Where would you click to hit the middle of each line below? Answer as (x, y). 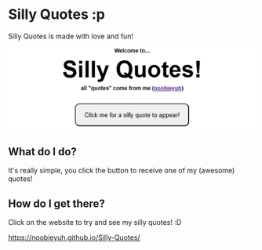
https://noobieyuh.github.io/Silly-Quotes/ (74, 237)
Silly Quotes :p (57, 14)
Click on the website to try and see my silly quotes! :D (95, 223)
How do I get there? (57, 203)
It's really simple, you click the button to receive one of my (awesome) (122, 171)
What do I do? (42, 152)
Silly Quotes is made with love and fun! (71, 36)
